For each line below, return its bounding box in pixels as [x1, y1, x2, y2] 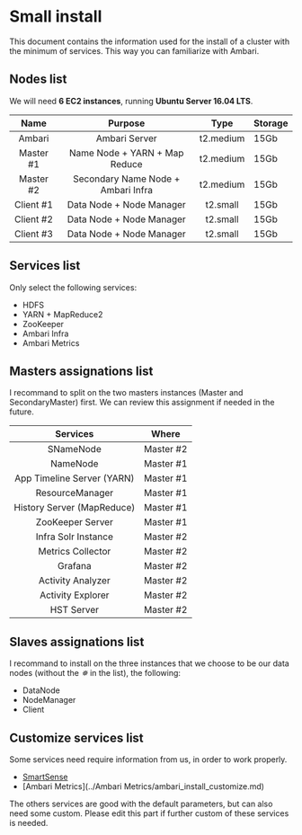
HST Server [49, 604, 100, 617]
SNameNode [48, 443, 102, 456]
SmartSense [22, 771, 68, 782]
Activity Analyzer [39, 574, 111, 587]
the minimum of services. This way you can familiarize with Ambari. [9, 45, 260, 56]
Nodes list [9, 72, 67, 87]
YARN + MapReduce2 [22, 308, 103, 320]
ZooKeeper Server [35, 516, 114, 529]
